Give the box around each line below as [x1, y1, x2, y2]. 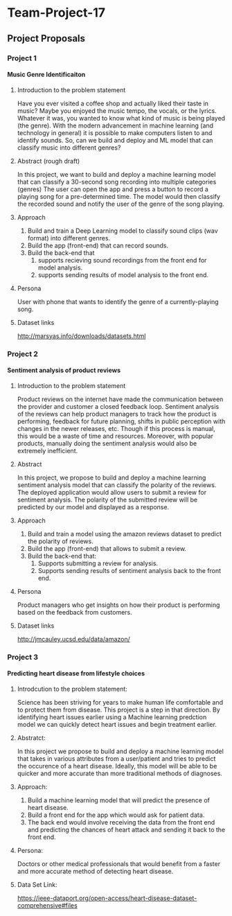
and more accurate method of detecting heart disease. [17, 867, 174, 875]
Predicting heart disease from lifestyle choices [7, 669, 145, 678]
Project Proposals [7, 33, 85, 44]
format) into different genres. [27, 234, 111, 242]
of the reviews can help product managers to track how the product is [17, 409, 217, 418]
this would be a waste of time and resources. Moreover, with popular [17, 432, 213, 440]
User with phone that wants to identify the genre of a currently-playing [17, 297, 220, 306]
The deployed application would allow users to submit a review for [17, 488, 206, 496]
